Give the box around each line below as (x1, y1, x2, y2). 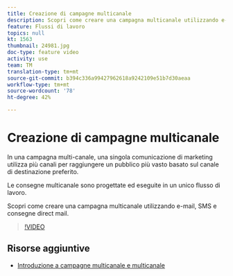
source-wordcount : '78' (7, 87, 76, 94)
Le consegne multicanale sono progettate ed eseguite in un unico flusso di (7, 181, 221, 189)
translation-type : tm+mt (7, 68, 79, 75)
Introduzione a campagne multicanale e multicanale (17, 261, 165, 269)
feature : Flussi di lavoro (7, 23, 85, 30)
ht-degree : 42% (7, 94, 51, 101)
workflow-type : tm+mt (7, 81, 70, 88)
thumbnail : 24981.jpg (7, 42, 70, 49)
